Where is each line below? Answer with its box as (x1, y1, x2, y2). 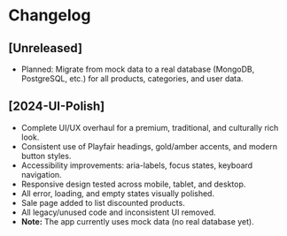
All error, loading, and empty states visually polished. (20, 187, 214, 199)
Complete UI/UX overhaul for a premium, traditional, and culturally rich (20, 122, 279, 133)
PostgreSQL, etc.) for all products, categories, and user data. (20, 73, 244, 84)
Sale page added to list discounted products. (20, 197, 185, 208)
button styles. (20, 150, 72, 161)
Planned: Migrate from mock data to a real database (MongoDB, (20, 64, 255, 74)
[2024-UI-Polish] (8, 99, 105, 114)
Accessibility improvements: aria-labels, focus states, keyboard (20, 160, 253, 171)
